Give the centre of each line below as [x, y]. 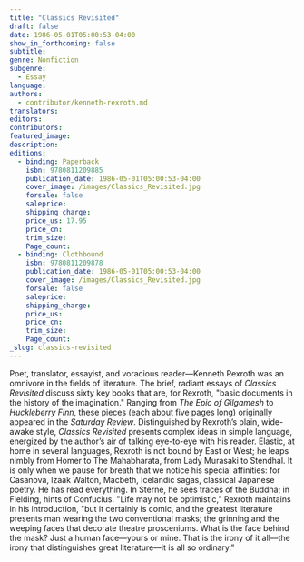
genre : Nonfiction [44, 60]
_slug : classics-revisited [60, 347]
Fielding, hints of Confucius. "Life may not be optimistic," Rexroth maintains [151, 499]
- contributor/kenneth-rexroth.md [83, 102]
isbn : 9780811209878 [64, 263]
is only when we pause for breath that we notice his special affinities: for [145, 470]
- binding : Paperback [59, 161]
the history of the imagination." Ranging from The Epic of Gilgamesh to [142, 402]
